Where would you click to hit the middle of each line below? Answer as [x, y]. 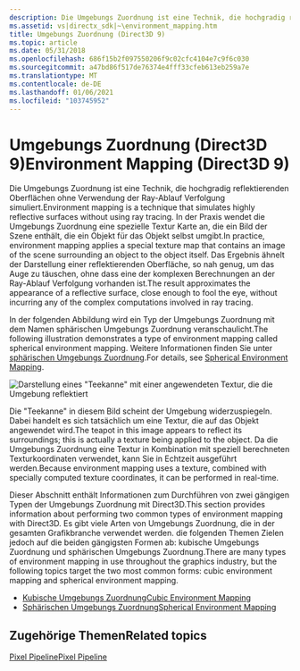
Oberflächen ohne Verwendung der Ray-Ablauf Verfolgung [117, 198]
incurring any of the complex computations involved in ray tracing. [131, 302]
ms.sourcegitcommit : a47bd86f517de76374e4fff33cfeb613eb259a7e [129, 68]
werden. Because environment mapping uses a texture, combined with [138, 468]
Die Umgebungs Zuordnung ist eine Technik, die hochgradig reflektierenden [149, 189]
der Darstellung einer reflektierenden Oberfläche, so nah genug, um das [142, 264]
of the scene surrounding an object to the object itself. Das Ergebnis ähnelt [147, 255]
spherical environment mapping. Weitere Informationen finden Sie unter [141, 348]
